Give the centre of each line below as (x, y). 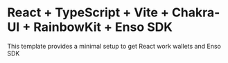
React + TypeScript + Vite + (88, 13)
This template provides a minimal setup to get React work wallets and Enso (114, 46)
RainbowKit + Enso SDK (103, 27)
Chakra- (196, 13)
